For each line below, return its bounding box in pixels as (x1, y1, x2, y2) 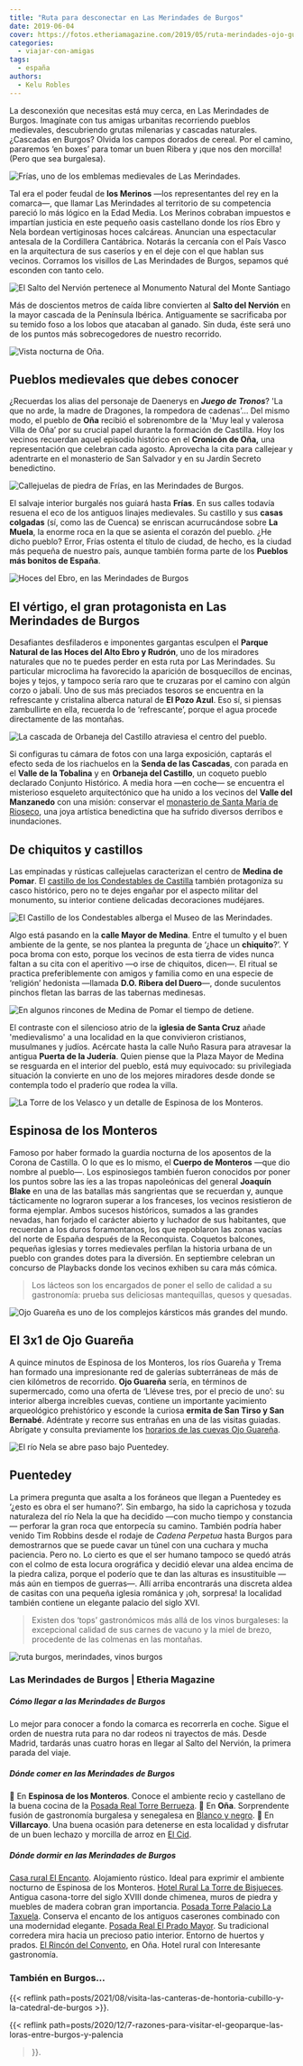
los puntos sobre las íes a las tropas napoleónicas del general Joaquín (9, 1176, 272, 1186)
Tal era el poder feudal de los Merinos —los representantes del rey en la (9, 188, 280, 198)
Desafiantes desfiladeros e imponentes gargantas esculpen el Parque (9, 637, 269, 648)
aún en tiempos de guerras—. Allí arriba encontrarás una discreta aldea (26, 1578, 293, 1589)
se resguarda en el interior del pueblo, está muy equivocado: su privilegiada (9, 1061, 291, 1072)
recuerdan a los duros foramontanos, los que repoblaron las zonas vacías (9, 1223, 282, 1234)
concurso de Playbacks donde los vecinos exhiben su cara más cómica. (9, 1262, 278, 1273)
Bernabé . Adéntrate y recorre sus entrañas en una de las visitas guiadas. (9, 1414, 281, 1425)
